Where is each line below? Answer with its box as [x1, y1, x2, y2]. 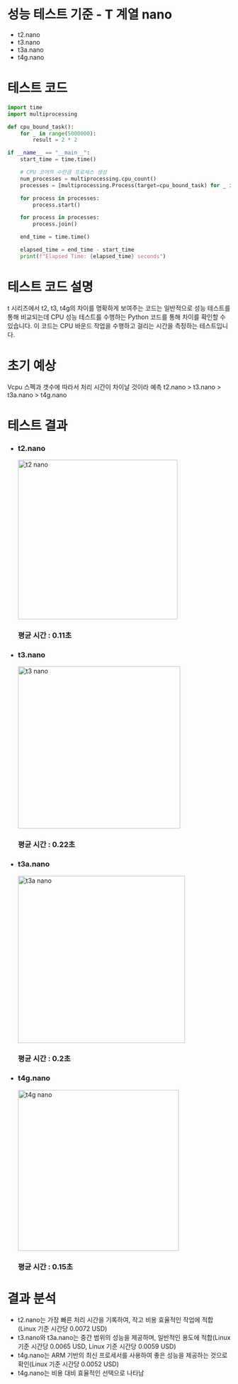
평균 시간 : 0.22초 [17, 839, 76, 849]
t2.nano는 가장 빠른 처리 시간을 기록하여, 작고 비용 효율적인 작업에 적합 [17, 1315, 214, 1324]
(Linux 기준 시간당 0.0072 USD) [17, 1324, 108, 1333]
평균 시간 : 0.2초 [17, 1054, 71, 1064]
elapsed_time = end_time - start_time [20, 246, 135, 253]
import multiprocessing [7, 111, 78, 118]
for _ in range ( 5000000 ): [20, 130, 97, 137]
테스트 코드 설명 [7, 279, 93, 295]
